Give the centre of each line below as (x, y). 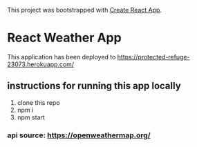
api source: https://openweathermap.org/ (79, 135)
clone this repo (38, 102)
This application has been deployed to (62, 57)
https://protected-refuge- (153, 57)
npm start (31, 117)
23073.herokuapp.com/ (41, 64)
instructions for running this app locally (94, 86)
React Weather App (65, 38)
